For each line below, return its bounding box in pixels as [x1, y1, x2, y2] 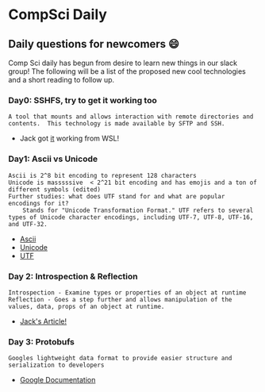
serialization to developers [8, 361, 105, 370]
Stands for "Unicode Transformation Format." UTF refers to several [22, 206, 254, 214]
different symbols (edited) [8, 185, 102, 194]
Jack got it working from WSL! [19, 133, 120, 144]
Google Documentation [19, 375, 96, 385]
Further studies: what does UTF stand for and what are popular [8, 192, 225, 200]
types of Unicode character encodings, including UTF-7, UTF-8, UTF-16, [8, 213, 254, 221]
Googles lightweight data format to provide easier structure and [8, 355, 232, 363]
